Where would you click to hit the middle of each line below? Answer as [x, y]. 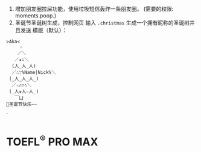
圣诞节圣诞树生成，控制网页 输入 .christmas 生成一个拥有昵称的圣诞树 [102, 23]
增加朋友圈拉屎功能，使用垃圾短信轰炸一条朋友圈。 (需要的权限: [94, 9]
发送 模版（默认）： [44, 30]
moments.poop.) [36, 16]
